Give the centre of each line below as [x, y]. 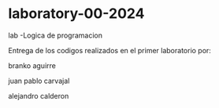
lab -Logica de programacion [55, 35]
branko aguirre [32, 65]
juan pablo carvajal [39, 81]
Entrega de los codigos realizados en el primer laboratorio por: [109, 50]
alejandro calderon [39, 95]
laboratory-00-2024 [76, 14]
